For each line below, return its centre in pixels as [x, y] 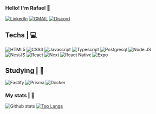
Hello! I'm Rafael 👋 [28, 8]
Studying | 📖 [25, 70]
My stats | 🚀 [20, 95]
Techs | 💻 [21, 35]
